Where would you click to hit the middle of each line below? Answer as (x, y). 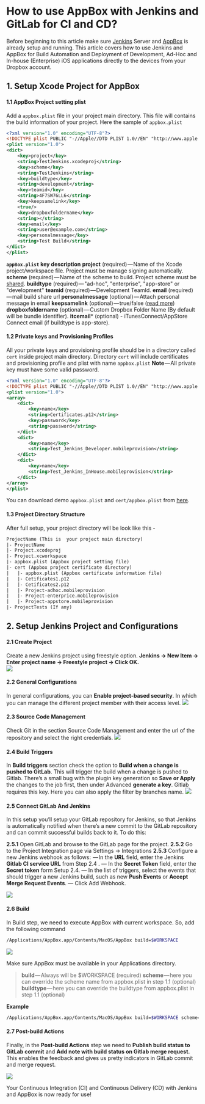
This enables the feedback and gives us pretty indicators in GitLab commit (100, 1058)
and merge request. (31, 1064)
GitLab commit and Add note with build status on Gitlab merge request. (98, 1051)
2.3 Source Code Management (46, 717)
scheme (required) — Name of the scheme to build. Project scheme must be (102, 277)
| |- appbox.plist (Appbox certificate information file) (85, 573)
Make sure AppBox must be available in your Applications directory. (91, 963)
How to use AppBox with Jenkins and (103, 11)
